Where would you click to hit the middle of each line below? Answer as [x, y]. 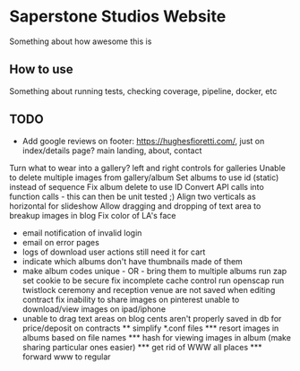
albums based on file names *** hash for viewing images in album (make [156, 337]
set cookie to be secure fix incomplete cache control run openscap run [153, 280]
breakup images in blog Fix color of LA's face [93, 215]
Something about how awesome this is [81, 41]
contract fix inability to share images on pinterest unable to [131, 299]
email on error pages [61, 242]
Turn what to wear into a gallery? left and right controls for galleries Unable [148, 168]
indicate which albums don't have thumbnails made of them [133, 261]
